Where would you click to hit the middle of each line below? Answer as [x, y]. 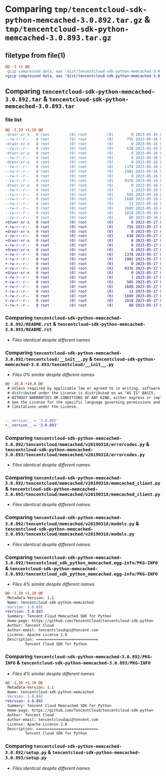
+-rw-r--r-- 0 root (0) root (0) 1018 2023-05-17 [82, 300]
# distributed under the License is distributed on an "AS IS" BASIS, [81, 393]
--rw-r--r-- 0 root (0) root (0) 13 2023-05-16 [82, 204]
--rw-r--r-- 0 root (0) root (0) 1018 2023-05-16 [82, 213]
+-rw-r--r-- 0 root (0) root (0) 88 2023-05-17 [82, 305]
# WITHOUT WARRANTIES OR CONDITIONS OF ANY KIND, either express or [79, 398]
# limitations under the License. [43, 407]
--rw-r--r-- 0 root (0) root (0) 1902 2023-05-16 [82, 172]
